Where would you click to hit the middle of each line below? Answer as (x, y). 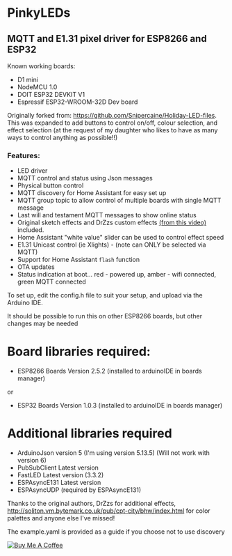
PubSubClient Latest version (58, 468)
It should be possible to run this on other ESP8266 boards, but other (105, 316)
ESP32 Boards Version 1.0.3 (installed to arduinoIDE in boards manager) (120, 406)
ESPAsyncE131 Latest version (59, 483)
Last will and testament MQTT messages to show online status (107, 215)
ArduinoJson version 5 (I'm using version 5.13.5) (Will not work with (114, 453)
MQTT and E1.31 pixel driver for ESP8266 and (107, 39)
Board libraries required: (79, 352)
